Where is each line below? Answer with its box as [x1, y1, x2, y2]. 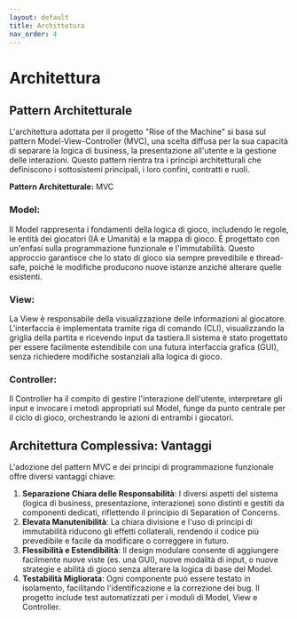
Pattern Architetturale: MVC [9, 181, 114, 192]
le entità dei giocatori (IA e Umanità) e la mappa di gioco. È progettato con [9, 233, 280, 244]
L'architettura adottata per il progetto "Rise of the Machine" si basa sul [9, 126, 266, 138]
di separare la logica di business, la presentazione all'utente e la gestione [9, 146, 277, 156]
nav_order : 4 [9, 29, 58, 38]
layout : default [9, 12, 69, 22]
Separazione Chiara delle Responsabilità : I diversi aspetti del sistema [21, 488, 278, 499]
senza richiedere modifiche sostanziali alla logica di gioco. [9, 351, 223, 361]
